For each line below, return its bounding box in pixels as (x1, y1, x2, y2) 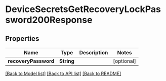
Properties (5, 34, 39, 43)
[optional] (113, 58, 137, 64)
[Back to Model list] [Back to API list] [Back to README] (5, 70, 121, 76)
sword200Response (5, 14, 93, 26)
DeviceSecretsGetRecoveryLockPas (5, 4, 161, 15)
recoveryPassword (8, 58, 55, 64)
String (59, 58, 74, 64)
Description (79, 49, 108, 56)
